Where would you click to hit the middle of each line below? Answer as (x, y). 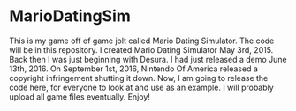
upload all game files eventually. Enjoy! (80, 96)
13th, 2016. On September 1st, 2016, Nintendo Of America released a (134, 69)
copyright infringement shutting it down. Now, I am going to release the (139, 78)
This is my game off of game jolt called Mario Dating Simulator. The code (142, 41)
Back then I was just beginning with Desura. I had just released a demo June (148, 59)
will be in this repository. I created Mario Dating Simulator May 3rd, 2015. (141, 49)
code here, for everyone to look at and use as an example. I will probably (141, 87)
